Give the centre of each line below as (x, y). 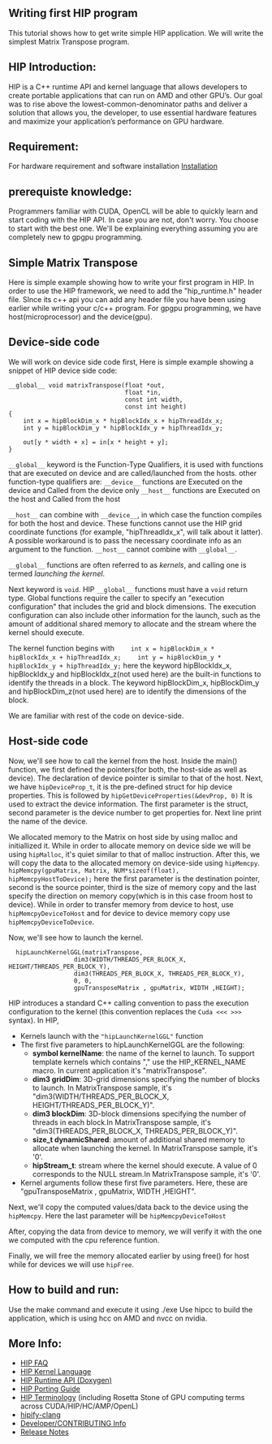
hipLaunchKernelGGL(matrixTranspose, (80, 952)
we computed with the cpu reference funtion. (84, 1240)
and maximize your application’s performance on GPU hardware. (117, 121)
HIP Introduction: (52, 67)
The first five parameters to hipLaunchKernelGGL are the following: (132, 1044)
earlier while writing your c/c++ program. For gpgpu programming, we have (135, 309)
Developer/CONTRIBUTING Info (73, 1424)
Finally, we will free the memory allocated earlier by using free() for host (129, 1256)
